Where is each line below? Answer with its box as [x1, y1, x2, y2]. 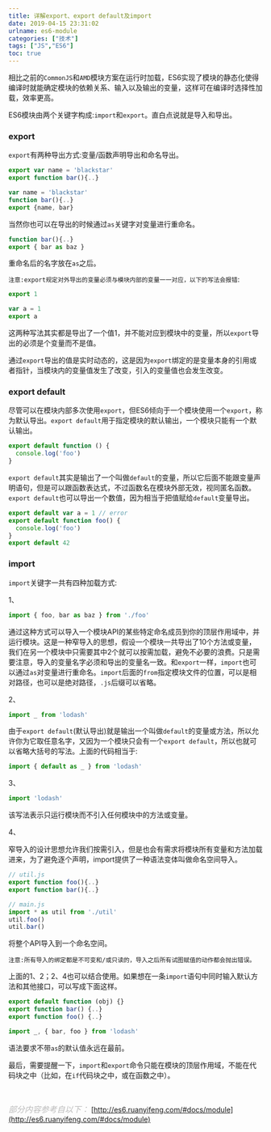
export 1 [8, 290, 38, 299]
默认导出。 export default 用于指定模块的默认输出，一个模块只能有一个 [15, 416, 250, 426]
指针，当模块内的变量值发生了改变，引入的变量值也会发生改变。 [15, 366, 227, 375]
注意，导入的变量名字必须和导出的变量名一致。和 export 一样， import [15, 657, 243, 667]
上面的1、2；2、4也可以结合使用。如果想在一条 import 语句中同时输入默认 [8, 972, 252, 981]
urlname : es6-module [8, 27, 78, 35]
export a [8, 312, 38, 320]
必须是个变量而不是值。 [22, 338, 101, 348]
